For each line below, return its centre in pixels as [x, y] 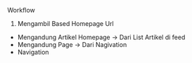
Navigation [33, 52]
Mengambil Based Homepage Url [65, 23]
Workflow [21, 10]
